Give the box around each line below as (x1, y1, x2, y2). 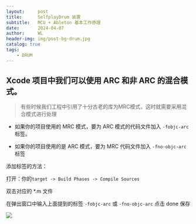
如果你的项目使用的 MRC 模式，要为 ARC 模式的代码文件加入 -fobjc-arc (14, 123, 189, 130)
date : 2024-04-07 (6, 25, 65, 31)
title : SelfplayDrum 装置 (6, 14, 81, 20)
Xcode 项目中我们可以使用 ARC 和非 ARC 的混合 (6, 76, 181, 86)
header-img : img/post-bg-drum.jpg (6, 36, 91, 42)
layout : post (6, 8, 49, 15)
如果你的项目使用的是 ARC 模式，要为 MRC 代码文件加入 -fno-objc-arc (14, 143, 187, 150)
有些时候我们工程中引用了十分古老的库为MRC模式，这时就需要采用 (20, 103, 182, 111)
